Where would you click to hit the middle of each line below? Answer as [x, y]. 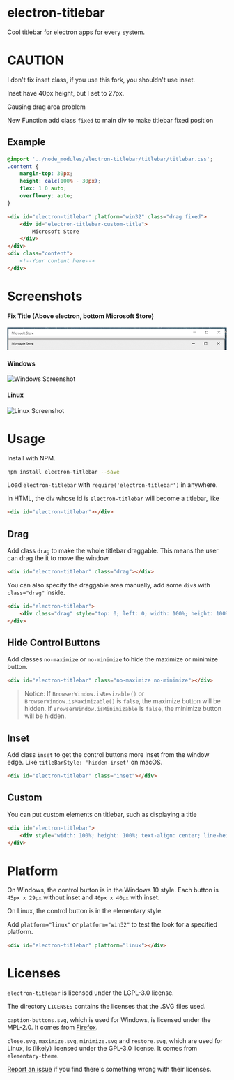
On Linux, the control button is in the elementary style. [85, 911]
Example [26, 142]
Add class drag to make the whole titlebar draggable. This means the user [113, 551]
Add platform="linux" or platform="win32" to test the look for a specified [112, 924]
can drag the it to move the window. [58, 558]
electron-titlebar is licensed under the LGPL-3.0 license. [91, 993]
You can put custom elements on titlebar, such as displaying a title [102, 814]
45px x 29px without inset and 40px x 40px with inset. [84, 897]
